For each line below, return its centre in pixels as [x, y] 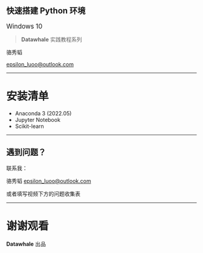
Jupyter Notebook [37, 120]
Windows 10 [24, 26]
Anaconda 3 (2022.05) [43, 113]
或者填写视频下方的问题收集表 [43, 194]
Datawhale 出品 [26, 244]
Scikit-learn [29, 126]
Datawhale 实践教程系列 [52, 39]
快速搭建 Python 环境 [46, 11]
